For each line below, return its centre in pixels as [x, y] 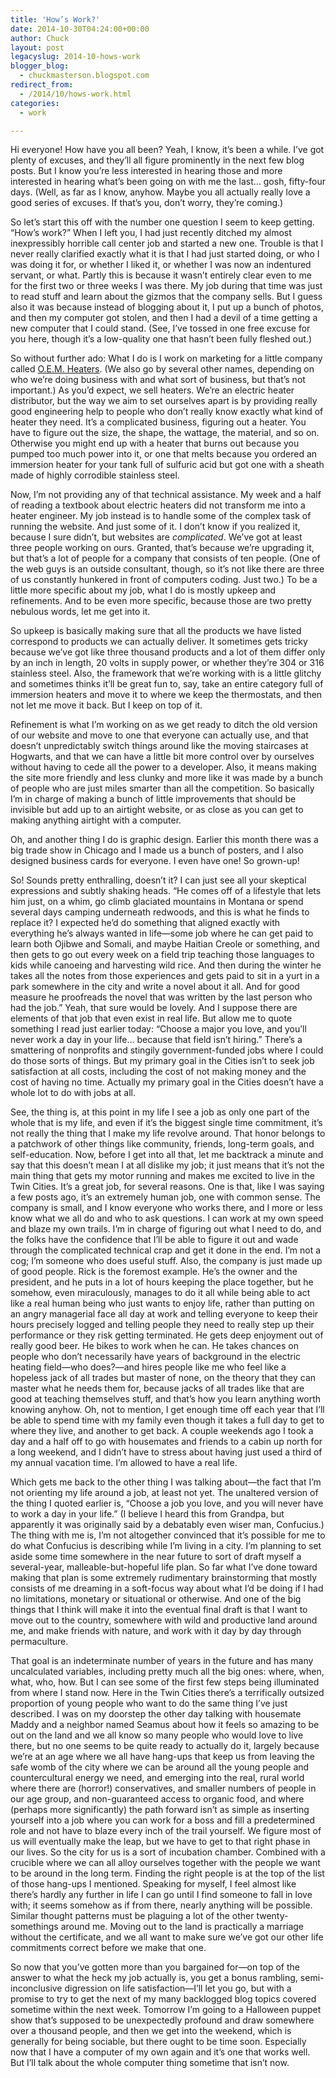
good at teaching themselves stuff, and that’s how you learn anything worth [166, 1399]
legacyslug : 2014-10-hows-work [75, 57]
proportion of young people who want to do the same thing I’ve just [149, 1703]
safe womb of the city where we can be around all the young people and [160, 1767]
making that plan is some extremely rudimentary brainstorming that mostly [164, 1578]
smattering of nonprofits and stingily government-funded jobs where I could [167, 1050]
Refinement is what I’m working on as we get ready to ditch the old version [164, 725]
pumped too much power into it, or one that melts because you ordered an [164, 454]
